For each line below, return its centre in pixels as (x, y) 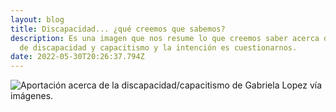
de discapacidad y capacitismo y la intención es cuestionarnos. (158, 47)
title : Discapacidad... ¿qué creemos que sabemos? (118, 29)
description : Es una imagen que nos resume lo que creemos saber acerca (165, 38)
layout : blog (37, 19)
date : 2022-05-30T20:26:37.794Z (77, 57)
